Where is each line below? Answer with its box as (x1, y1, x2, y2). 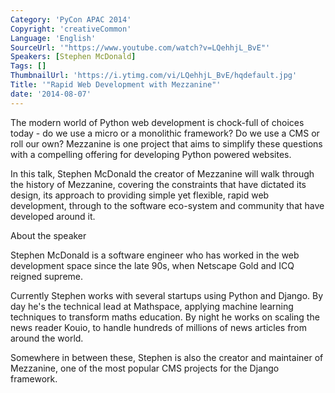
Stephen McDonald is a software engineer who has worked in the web (10, 249, 300, 261)
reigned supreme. (10, 270, 84, 282)
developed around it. (10, 210, 96, 222)
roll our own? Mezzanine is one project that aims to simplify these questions (10, 137, 323, 150)
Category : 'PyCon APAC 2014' (10, 14, 132, 25)
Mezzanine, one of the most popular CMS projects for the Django (10, 362, 280, 374)
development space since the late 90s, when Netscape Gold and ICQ (10, 259, 295, 271)
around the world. (10, 332, 84, 344)
